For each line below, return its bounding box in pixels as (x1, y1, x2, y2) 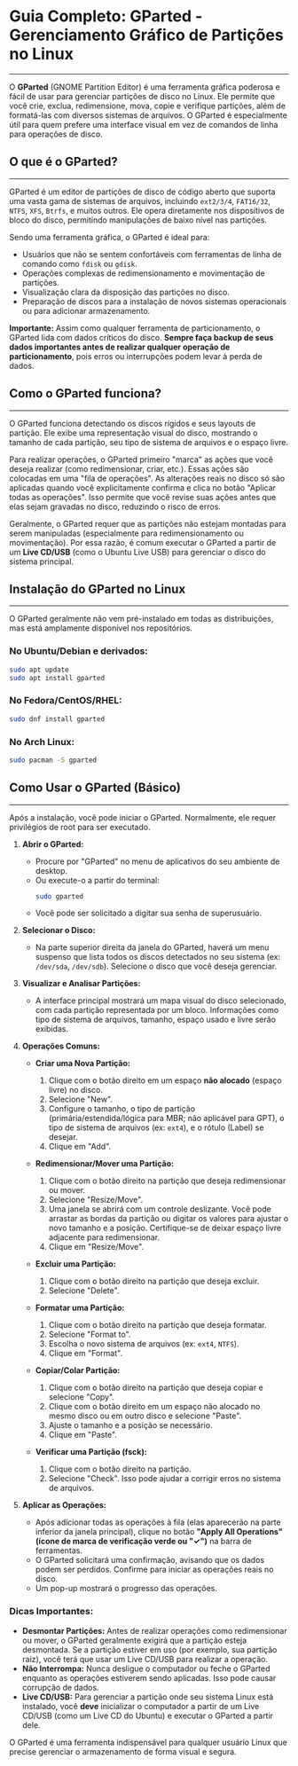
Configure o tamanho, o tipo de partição (48, 1103, 196, 1114)
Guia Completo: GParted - (9, 6, 203, 27)
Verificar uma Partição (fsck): (35, 1447, 148, 1457)
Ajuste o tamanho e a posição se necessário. (48, 1420, 213, 1431)
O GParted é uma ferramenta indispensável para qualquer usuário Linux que (9, 1737, 288, 1747)
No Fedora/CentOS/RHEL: (9, 695, 122, 707)
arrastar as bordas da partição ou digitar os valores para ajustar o (48, 1213, 289, 1224)
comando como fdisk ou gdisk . (21, 258, 137, 269)
